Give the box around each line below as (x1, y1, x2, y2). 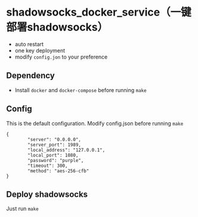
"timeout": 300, (27, 163, 68, 169)
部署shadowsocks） (6, 20, 109, 34)
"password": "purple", (27, 157, 84, 163)
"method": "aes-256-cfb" (27, 168, 89, 174)
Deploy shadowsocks (6, 189, 88, 199)
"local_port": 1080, (27, 152, 79, 158)
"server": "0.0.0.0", (27, 136, 82, 142)
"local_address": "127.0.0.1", (27, 147, 106, 153)
